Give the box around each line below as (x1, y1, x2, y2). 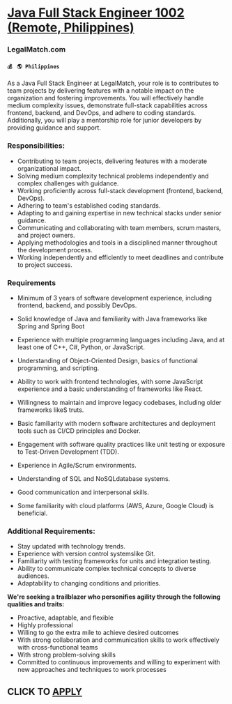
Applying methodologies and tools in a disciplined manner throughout (17, 238, 217, 247)
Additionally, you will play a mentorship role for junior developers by (7, 116, 202, 125)
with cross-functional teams (17, 643, 98, 652)
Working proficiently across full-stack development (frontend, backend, (17, 186, 224, 194)
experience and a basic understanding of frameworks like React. (17, 385, 203, 393)
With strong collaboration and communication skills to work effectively (17, 636, 219, 644)
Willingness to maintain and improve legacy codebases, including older (17, 398, 222, 406)
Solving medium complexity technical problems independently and (17, 171, 209, 180)
